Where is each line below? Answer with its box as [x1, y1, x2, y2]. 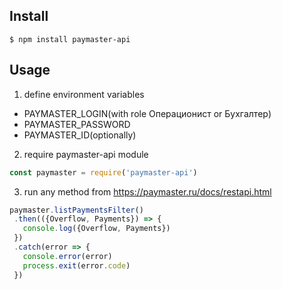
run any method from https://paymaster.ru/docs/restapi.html [23, 185, 272, 198]
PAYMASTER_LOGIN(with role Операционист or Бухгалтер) [23, 107, 272, 119]
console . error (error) [22, 251, 113, 261]
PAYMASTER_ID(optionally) [23, 129, 137, 141]
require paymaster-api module [23, 148, 149, 160]
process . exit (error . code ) [22, 260, 131, 271]
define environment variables [23, 88, 145, 100]
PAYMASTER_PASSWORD [23, 118, 131, 130]
